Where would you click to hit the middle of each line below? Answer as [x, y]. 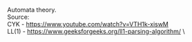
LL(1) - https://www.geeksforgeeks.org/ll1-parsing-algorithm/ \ [96, 31]
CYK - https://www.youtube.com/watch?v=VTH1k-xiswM [88, 24]
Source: [18, 17]
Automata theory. [32, 10]
